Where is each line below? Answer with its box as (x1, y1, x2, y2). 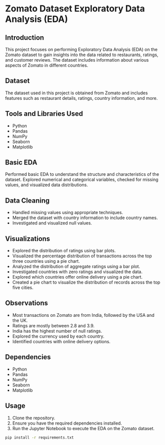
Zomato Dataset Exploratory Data (5, 3, 145, 14)
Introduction (5, 33, 44, 42)
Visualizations (5, 234, 50, 243)
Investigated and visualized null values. (12, 220, 92, 226)
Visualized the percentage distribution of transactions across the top (12, 253, 152, 259)
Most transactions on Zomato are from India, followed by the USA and (12, 312, 155, 318)
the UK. (12, 317, 28, 323)
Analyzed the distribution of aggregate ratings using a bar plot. (12, 264, 140, 270)
